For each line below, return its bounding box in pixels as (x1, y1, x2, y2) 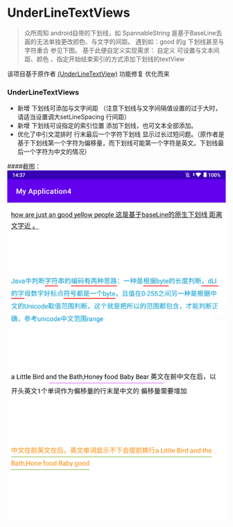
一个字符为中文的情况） (23, 147, 91, 156)
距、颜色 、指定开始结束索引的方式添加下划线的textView (24, 54, 185, 63)
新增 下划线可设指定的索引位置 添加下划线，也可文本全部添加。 (17, 122, 198, 130)
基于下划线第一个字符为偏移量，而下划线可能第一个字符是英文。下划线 (17, 139, 218, 147)
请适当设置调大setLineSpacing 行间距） (17, 113, 130, 121)
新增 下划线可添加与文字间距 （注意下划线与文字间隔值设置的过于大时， (17, 104, 222, 113)
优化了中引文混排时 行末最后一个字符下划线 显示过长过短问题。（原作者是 (17, 130, 225, 138)
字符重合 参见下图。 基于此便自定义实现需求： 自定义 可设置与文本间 (24, 46, 220, 54)
